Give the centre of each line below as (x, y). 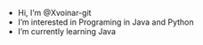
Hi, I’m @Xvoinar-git (54, 13)
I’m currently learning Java (67, 31)
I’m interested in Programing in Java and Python (106, 22)
